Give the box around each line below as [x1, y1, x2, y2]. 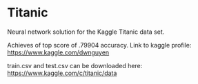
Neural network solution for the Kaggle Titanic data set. [7, 28, 165, 36]
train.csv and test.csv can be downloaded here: [7, 61, 143, 70]
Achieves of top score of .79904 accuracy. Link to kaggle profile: [7, 41, 192, 49]
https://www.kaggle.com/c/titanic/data [7, 69, 117, 77]
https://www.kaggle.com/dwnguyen [7, 48, 110, 56]
